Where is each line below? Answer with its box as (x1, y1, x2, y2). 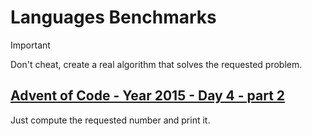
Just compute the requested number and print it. (10, 114, 211, 126)
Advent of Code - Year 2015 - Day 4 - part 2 (10, 87, 286, 105)
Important (10, 39, 51, 51)
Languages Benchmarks (10, 6, 217, 29)
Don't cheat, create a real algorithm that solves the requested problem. (10, 58, 303, 70)
